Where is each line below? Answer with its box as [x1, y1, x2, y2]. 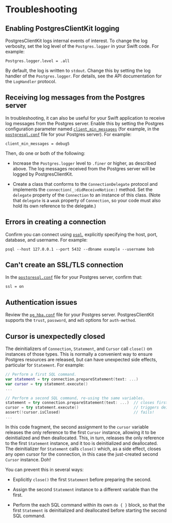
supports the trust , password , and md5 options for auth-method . [5, 317, 137, 323]
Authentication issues [5, 298, 78, 306]
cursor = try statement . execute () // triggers [5, 405, 159, 410]
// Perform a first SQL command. [5, 372, 77, 377]
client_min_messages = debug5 [5, 141, 70, 146]
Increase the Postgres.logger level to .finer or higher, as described [12, 160, 156, 166]
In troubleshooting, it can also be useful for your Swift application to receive [5, 114, 165, 121]
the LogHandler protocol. [5, 79, 57, 84]
